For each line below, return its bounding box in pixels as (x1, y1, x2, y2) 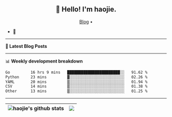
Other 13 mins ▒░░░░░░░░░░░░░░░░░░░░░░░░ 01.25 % (5, 89, 147, 94)
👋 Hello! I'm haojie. (55, 5, 117, 14)
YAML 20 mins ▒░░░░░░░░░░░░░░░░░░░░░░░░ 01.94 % (5, 79, 147, 84)
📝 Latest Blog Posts (5, 43, 48, 49)
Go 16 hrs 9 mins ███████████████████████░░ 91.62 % (5, 70, 147, 75)
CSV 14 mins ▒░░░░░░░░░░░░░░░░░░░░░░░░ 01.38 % (5, 84, 147, 89)
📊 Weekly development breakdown (5, 58, 83, 64)
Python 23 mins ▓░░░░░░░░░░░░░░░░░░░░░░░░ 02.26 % (5, 74, 147, 79)
